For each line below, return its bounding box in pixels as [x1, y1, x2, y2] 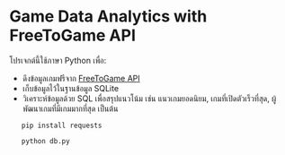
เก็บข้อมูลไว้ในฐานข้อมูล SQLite [22, 82, 120, 93]
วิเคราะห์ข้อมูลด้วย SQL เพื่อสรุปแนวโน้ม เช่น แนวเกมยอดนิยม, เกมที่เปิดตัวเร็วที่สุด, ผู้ [22, 92, 277, 104]
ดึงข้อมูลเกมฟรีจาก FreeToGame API [22, 73, 141, 83]
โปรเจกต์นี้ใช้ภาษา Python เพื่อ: [9, 55, 107, 65]
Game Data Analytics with [9, 6, 208, 27]
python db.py [21, 136, 70, 145]
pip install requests [21, 121, 102, 130]
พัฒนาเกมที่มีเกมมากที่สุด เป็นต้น [22, 103, 119, 114]
